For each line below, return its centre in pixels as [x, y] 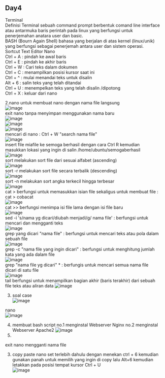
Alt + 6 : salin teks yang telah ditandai [43, 83]
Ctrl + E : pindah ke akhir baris [36, 62]
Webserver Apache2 [33, 330]
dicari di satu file [22, 270]
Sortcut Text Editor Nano [30, 51]
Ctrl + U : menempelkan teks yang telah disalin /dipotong [63, 88]
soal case [22, 295]
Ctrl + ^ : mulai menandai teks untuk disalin [49, 77]
